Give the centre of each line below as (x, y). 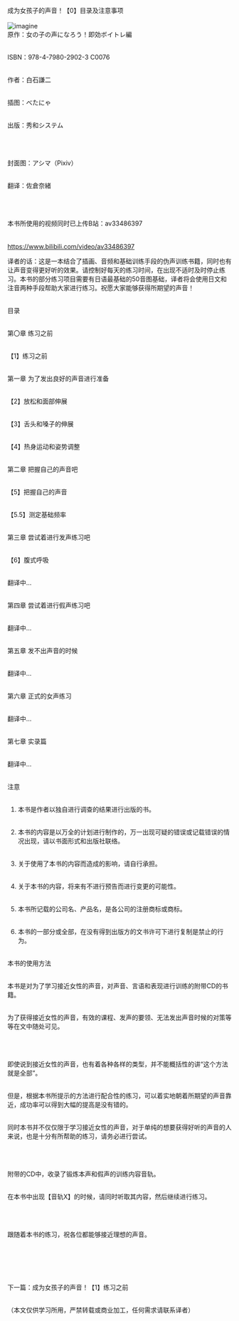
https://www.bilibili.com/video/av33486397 (71, 246)
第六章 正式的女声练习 (39, 696)
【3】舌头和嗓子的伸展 (41, 424)
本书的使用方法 (29, 963)
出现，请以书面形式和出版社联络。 (74, 841)
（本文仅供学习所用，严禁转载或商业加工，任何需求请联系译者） (101, 1310)
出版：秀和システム (36, 125)
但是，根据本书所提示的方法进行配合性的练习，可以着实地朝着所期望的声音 (116, 1095)
